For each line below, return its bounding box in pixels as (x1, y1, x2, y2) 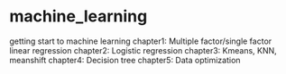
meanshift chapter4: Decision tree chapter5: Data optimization (9, 54, 241, 65)
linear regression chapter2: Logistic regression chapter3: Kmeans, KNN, (9, 45, 277, 55)
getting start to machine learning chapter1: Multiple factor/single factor (9, 36, 272, 46)
